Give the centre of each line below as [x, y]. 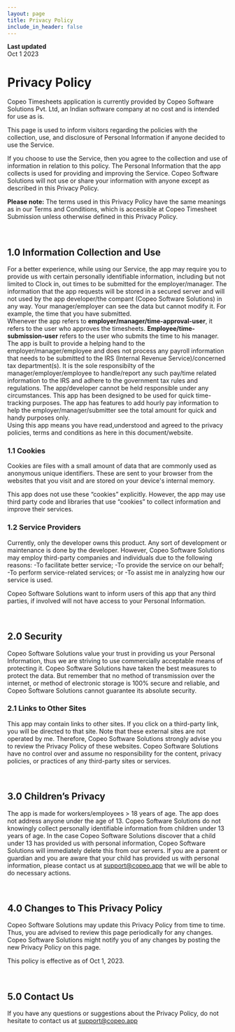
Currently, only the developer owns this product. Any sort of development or [117, 542]
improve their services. [40, 509]
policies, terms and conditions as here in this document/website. [100, 433]
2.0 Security [35, 636]
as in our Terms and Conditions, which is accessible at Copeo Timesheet [112, 209]
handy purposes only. [38, 418]
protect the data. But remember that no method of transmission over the [111, 675]
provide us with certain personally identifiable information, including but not [116, 276]
